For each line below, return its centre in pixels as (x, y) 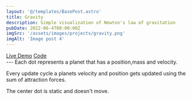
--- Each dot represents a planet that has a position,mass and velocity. (92, 62)
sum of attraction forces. (36, 80)
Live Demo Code (27, 56)
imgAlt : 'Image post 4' (35, 39)
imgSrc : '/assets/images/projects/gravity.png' (66, 34)
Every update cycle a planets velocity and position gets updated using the (96, 73)
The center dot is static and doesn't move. (58, 91)
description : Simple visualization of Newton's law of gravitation (91, 22)
